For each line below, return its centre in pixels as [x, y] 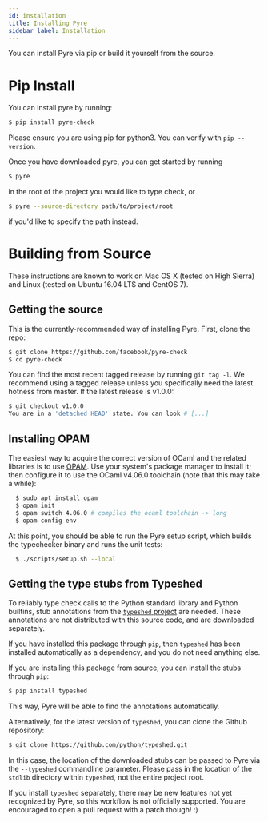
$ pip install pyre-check [51, 122]
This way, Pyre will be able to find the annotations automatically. [114, 706]
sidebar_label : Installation [57, 30]
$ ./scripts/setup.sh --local [66, 559]
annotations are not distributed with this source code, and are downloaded [131, 620]
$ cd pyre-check [35, 359]
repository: [26, 730]
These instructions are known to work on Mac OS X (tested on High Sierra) [132, 276]
